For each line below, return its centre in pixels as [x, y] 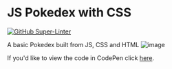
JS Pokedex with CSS [69, 13]
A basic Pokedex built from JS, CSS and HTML [73, 44]
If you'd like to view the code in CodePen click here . [81, 58]
